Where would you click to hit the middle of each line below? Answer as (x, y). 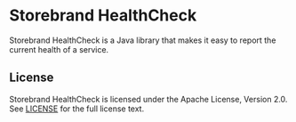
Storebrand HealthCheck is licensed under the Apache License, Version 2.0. (148, 99)
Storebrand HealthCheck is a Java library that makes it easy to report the (143, 40)
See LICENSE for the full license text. (77, 109)
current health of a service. (59, 49)
